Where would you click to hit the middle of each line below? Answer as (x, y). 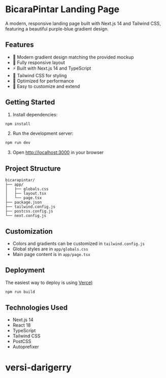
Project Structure (33, 168)
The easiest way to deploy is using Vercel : (49, 282)
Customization (29, 231)
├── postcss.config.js (29, 211)
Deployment (25, 270)
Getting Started (30, 102)
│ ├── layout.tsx (26, 194)
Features (20, 45)
